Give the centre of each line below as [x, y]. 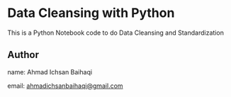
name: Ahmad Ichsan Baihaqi [50, 72]
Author [23, 55]
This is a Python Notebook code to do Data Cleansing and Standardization [116, 33]
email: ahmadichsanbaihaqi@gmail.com [65, 86]
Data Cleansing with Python [91, 13]
